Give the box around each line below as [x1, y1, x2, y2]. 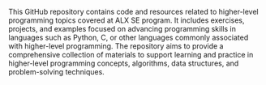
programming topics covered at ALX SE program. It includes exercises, [8, 15, 245, 25]
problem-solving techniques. [8, 67, 105, 76]
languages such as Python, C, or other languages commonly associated [8, 32, 249, 42]
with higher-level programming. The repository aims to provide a [8, 41, 224, 51]
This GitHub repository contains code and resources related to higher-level [8, 7, 260, 16]
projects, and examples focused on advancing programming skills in [8, 24, 237, 33]
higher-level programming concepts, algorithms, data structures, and [8, 58, 239, 68]
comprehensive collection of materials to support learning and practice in [8, 50, 254, 59]
